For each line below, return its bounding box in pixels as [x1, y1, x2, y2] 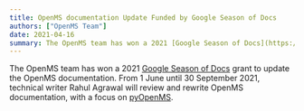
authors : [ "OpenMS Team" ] [9, 22, 107, 31]
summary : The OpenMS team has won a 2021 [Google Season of [9, 38, 242, 48]
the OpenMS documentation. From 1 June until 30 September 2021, [9, 73, 261, 84]
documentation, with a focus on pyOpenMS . [9, 92, 174, 103]
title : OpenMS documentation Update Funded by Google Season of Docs [9, 13, 278, 23]
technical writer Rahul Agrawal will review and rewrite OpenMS [9, 82, 244, 93]
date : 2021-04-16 [9, 30, 75, 39]
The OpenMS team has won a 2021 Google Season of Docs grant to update [9, 63, 290, 74]
